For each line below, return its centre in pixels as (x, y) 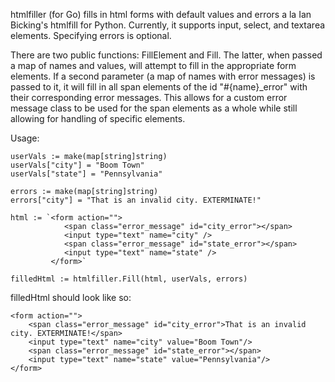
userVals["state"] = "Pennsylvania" (86, 174)
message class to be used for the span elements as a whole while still (154, 108)
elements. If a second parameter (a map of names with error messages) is (163, 76)
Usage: (25, 138)
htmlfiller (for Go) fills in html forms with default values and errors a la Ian (161, 14)
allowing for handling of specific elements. (98, 118)
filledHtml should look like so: (71, 297)
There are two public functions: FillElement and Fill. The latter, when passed (166, 55)
